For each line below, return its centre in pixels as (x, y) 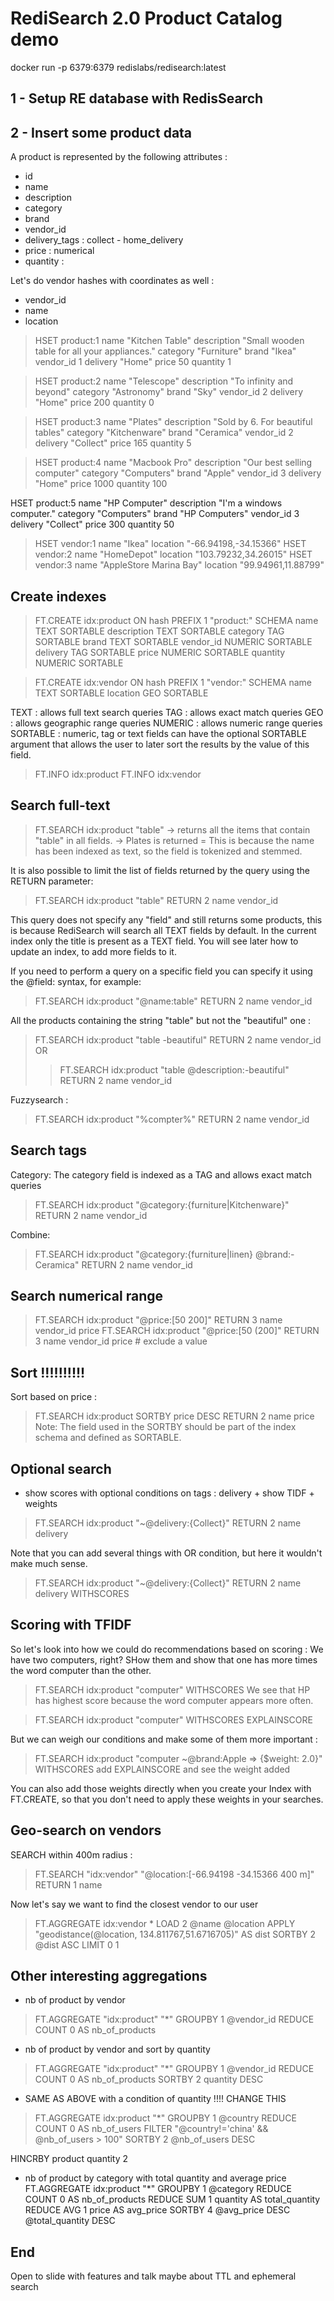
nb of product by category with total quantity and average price (155, 2178)
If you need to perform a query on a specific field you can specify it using (161, 971)
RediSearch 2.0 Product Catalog (146, 18)
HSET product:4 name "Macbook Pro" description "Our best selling (173, 463)
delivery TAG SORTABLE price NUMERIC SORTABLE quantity (160, 652)
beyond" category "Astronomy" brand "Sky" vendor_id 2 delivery (169, 392)
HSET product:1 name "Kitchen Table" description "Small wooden (169, 341)
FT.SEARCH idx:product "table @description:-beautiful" (174, 1069)
